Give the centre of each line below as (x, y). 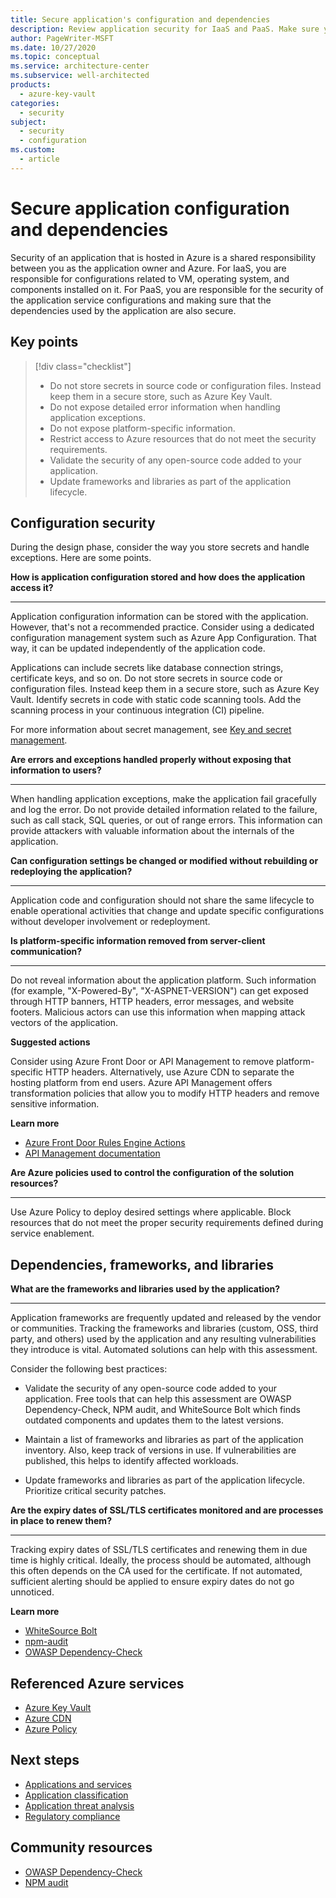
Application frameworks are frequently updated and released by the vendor (166, 1318)
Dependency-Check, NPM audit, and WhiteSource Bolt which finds (162, 1410)
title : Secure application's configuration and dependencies (140, 19)
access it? (32, 588)
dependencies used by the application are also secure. (123, 310)
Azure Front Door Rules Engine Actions (105, 1143)
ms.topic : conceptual (55, 57)
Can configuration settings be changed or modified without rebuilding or (164, 861)
